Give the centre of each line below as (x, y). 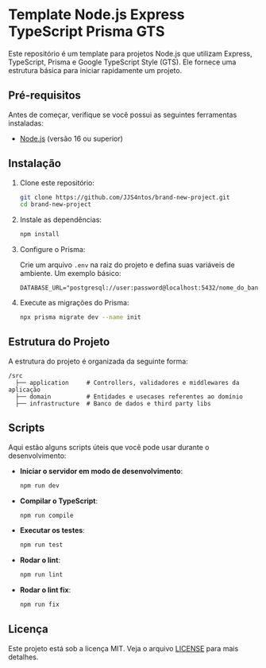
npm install (39, 235)
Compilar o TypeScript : (58, 501)
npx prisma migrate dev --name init (80, 317)
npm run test (41, 545)
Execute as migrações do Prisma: (74, 303)
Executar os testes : (52, 530)
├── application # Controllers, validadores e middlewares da (127, 383)
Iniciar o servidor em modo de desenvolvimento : (101, 471)
